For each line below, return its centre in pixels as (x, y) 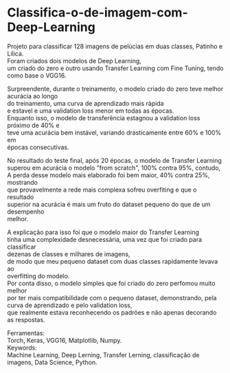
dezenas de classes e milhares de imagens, (69, 254)
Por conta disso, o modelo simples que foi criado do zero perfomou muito (111, 283)
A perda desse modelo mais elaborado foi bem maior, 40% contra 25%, (108, 175)
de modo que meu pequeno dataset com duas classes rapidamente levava (113, 261)
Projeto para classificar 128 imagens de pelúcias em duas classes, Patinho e (115, 46)
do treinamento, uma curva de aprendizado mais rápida (85, 103)
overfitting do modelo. (38, 275)
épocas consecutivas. (38, 147)
